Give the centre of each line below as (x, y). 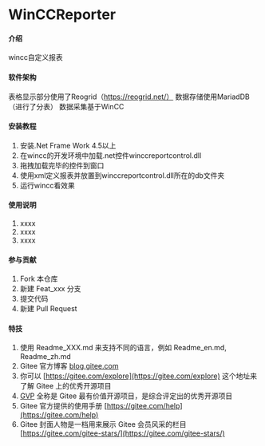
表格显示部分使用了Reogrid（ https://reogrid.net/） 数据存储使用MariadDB (129, 97)
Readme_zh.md (45, 357)
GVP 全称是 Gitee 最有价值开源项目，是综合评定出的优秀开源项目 (126, 396)
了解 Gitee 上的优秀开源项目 (65, 386)
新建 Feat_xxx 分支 (50, 289)
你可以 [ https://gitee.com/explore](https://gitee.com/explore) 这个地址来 (138, 376)
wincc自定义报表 (36, 57)
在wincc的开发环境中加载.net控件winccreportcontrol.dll (111, 155)
